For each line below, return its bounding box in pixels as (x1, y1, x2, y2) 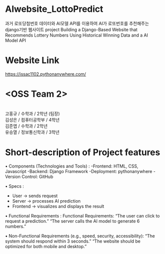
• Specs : (5, 183, 24, 189)
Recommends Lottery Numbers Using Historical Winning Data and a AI (5, 32, 148, 38)
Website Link (5, 55, 60, 66)
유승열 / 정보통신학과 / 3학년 (5, 129, 60, 135)
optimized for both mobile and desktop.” (5, 243, 87, 249)
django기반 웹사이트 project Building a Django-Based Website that (5, 26, 138, 33)
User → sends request (12, 193, 58, 199)
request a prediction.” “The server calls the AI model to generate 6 (5, 218, 140, 224)
